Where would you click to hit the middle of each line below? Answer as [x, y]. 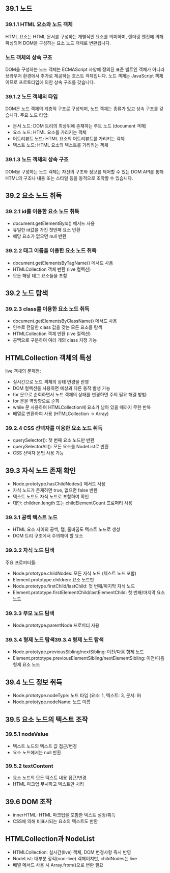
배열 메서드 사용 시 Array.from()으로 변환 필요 [58, 865]
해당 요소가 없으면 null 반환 [39, 236]
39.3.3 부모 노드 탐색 [30, 613]
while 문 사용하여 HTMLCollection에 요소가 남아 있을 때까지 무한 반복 [82, 407]
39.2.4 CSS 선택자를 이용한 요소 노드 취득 [54, 428]
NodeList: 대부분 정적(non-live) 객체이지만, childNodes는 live [75, 858]
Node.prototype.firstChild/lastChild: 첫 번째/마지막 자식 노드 [74, 586]
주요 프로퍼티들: [21, 562]
